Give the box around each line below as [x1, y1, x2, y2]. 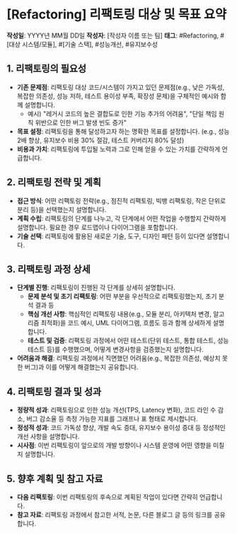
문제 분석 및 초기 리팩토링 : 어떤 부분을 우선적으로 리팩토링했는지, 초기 [27, 292, 217, 301]
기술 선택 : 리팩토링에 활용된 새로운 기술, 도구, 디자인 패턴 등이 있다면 [16, 231, 206, 240]
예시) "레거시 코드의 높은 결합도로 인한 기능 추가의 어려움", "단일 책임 [27, 109, 217, 117]
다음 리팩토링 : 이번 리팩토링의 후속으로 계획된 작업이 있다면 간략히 [16, 493, 199, 501]
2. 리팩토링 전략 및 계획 [6, 176, 102, 188]
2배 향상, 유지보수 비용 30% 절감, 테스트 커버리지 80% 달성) [16, 136, 185, 144]
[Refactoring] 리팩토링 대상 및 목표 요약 [6, 6, 227, 23]
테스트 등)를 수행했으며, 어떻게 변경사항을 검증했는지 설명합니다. [27, 345, 204, 354]
